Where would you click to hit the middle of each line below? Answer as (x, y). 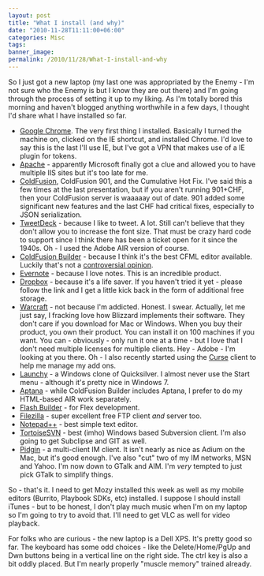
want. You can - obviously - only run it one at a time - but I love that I (131, 340)
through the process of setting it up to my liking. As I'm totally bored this (125, 99)
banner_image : (32, 52)
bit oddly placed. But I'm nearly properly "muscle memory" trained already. (130, 563)
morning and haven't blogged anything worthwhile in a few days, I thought (129, 107)
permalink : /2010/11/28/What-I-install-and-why (88, 60)
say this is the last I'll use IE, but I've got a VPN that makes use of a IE (132, 148)
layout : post (30, 15)
